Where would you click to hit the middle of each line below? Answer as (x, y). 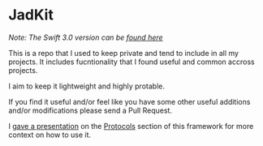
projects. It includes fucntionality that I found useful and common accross (131, 62)
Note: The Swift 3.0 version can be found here (86, 37)
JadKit (31, 15)
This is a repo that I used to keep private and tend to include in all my (124, 53)
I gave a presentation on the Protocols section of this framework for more (131, 126)
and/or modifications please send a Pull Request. (91, 110)
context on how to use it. (50, 135)
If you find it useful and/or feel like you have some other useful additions (129, 101)
